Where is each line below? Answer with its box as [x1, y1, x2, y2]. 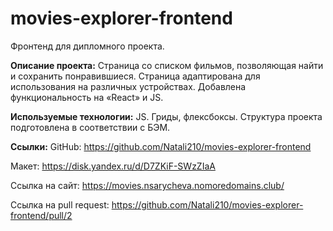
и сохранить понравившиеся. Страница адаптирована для [10, 70, 261, 82]
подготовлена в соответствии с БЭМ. [10, 121, 171, 133]
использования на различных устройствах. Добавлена [10, 80, 247, 92]
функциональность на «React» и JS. [10, 91, 164, 103]
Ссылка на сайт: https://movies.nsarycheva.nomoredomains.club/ [10, 179, 285, 191]
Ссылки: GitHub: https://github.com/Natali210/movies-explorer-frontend [10, 140, 312, 152]
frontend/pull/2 [10, 209, 73, 221]
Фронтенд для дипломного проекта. [10, 40, 165, 52]
